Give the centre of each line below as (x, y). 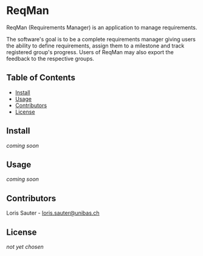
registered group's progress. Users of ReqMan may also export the (90, 52)
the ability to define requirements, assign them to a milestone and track (95, 46)
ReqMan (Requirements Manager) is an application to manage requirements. (102, 27)
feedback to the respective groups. (50, 58)
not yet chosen (25, 247)
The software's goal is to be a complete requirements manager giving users (101, 39)
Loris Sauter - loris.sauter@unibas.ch (53, 213)
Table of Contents (41, 78)
